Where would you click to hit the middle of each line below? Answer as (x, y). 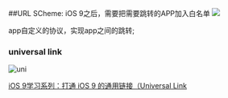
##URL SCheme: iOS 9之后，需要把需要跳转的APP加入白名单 (110, 13)
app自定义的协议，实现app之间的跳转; (72, 31)
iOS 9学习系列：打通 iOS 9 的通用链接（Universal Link (98, 86)
